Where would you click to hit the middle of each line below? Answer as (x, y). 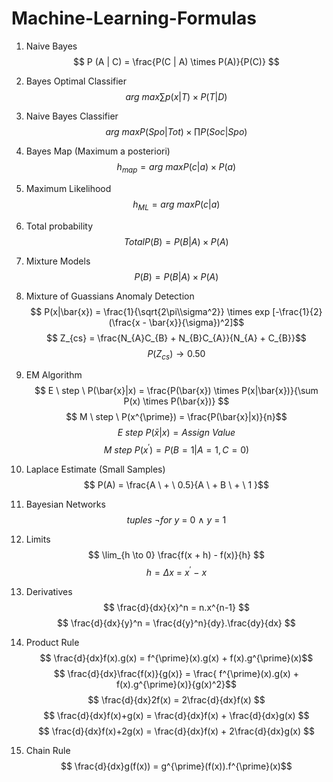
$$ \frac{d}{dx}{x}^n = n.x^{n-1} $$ (176, 607)
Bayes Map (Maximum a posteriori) (98, 151)
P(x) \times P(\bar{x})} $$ (176, 401)
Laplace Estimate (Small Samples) (95, 469)
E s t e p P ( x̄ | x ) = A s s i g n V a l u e (176, 433)
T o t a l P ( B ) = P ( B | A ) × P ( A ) (176, 241)
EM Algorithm (54, 375)
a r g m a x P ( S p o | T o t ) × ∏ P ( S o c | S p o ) (176, 131)
